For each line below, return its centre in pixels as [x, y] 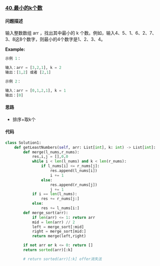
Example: [15, 49]
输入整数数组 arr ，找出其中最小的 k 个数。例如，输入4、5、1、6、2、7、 [81, 33]
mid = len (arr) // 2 [53, 222]
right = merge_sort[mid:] [59, 232]
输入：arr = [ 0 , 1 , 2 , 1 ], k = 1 [36, 91]
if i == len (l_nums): [55, 194]
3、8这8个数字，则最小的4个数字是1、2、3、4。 [55, 39]
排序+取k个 [24, 119]
